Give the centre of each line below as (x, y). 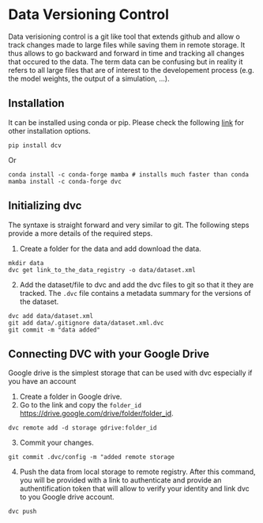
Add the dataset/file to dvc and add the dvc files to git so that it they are (137, 284)
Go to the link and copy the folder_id (81, 405)
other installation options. (49, 131)
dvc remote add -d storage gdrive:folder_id (83, 428)
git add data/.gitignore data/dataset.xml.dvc (86, 323)
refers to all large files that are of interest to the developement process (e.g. (131, 70)
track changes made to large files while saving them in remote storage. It (127, 44)
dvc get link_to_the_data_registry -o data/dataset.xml (102, 270)
